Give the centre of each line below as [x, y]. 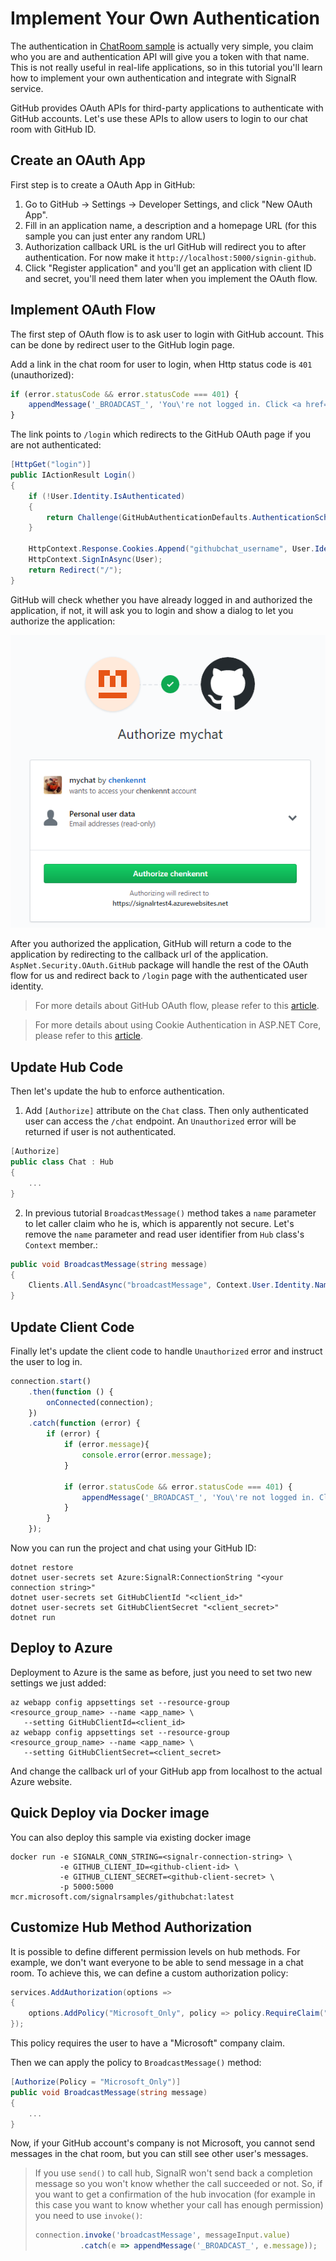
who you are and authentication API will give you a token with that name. [160, 56]
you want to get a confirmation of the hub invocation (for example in [175, 2194]
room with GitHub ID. [53, 129]
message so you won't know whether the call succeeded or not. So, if [178, 2184]
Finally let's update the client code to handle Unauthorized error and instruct [166, 1351]
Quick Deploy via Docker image [110, 1813]
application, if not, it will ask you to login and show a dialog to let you [152, 610]
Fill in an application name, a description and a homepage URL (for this [170, 225]
